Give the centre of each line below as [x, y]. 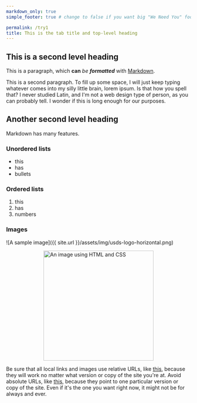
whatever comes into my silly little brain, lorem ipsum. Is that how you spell [96, 89]
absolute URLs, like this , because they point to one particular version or [92, 381]
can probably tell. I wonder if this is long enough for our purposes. [86, 101]
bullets [23, 174]
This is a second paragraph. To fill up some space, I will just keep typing [93, 82]
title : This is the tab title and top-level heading [72, 33]
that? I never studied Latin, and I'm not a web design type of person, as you [97, 95]
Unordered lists [28, 148]
